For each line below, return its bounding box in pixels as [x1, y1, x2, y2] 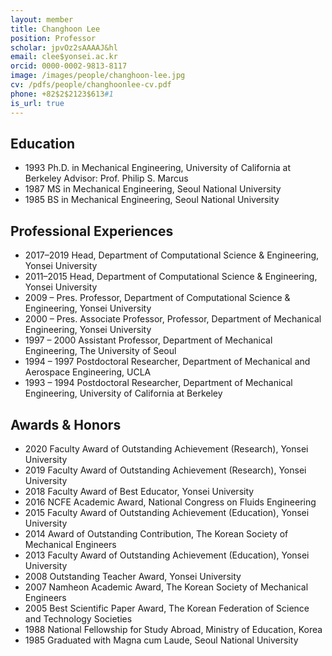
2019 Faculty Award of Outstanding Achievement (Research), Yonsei [24, 464, 307, 476]
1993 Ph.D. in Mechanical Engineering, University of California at [24, 162, 292, 174]
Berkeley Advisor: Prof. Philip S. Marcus [24, 172, 189, 185]
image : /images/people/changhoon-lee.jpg [10, 71, 186, 81]
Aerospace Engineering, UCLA [24, 366, 152, 378]
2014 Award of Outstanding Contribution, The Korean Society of [24, 527, 289, 540]
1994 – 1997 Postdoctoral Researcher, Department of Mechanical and [24, 356, 311, 368]
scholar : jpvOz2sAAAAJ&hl [10, 42, 118, 53]
